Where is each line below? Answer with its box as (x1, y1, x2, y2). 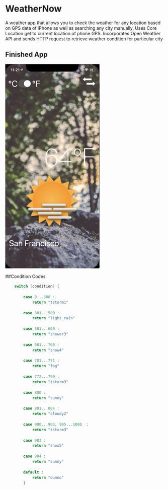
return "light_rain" (32, 316, 75, 321)
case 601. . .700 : (23, 342, 59, 347)
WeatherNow (5, 3, 62, 15)
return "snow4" (32, 347, 64, 353)
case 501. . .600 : (23, 326, 59, 331)
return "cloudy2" (32, 411, 69, 416)
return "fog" (32, 364, 59, 369)
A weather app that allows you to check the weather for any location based (5, 20, 161, 26)
